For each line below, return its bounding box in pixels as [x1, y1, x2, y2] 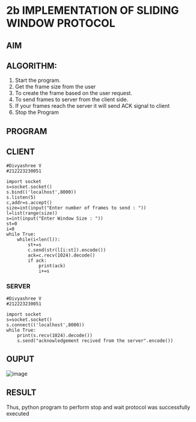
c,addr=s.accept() [6, 199, 52, 205]
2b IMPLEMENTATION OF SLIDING [6, 4, 179, 17]
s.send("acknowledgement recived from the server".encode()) [17, 338, 173, 344]
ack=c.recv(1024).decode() [28, 252, 96, 258]
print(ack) [38, 262, 66, 268]
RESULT [6, 388, 37, 398]
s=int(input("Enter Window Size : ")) [6, 215, 103, 222]
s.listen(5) [6, 194, 36, 200]
